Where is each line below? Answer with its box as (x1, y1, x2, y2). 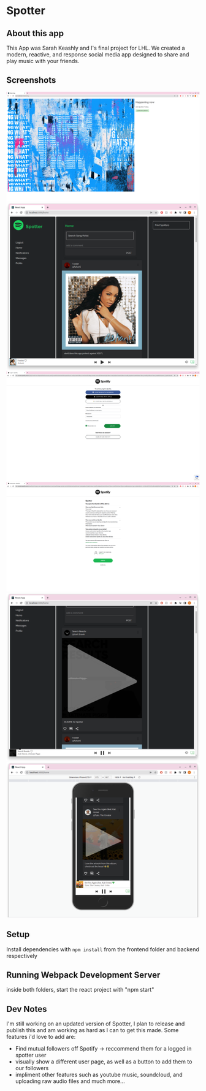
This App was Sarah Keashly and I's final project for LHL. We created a (6, 44, 185, 51)
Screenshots (6, 75, 56, 86)
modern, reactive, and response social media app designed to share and (6, 51, 189, 58)
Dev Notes (6, 1003, 47, 1014)
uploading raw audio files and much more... (15, 1078, 125, 1085)
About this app (6, 28, 64, 39)
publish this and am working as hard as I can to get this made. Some (6, 1027, 179, 1034)
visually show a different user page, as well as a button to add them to (15, 1058, 193, 1065)
